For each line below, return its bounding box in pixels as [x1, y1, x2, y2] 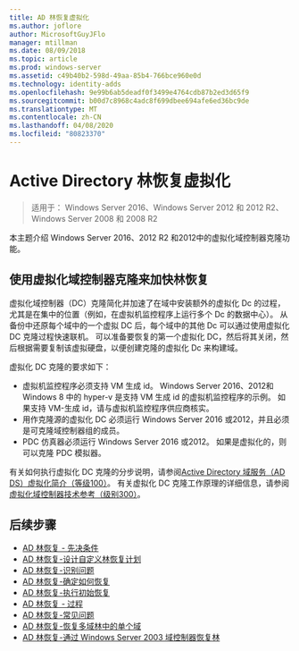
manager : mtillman [9, 38, 78, 47]
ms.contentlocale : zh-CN [9, 113, 102, 122]
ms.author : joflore [9, 21, 82, 30]
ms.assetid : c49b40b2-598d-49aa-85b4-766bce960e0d [9, 72, 202, 80]
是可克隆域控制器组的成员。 [21, 425, 125, 435]
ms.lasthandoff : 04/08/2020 [9, 122, 114, 131]
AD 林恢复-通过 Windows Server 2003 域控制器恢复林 [21, 632, 220, 643]
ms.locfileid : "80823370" [9, 130, 105, 139]
